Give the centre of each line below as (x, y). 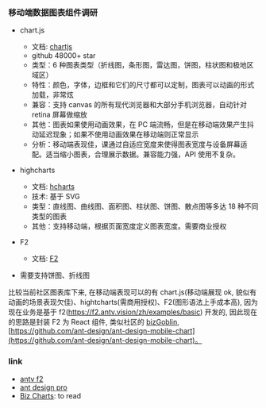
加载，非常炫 (52, 95)
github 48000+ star (64, 56)
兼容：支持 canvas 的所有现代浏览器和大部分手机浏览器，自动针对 (139, 105)
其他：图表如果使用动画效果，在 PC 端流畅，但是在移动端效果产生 (139, 125)
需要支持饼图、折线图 (54, 275)
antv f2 (31, 379)
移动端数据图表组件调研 (53, 12)
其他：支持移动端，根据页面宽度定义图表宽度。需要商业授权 (129, 226)
